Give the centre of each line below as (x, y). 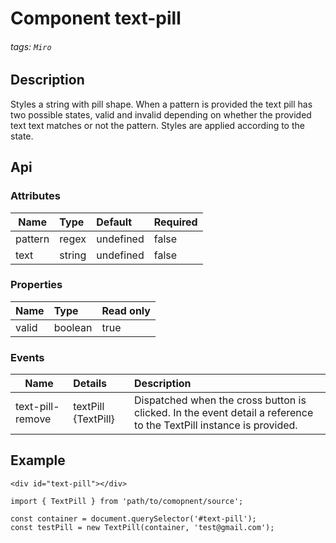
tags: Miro (31, 46)
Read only (126, 310)
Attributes (35, 196)
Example (38, 460)
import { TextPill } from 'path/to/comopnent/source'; (127, 501)
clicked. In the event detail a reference (224, 413)
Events (27, 357)
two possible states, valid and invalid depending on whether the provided (161, 114)
